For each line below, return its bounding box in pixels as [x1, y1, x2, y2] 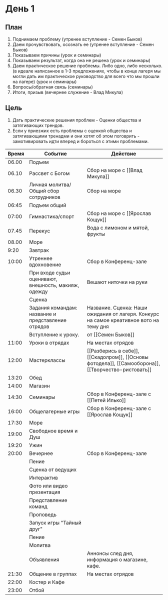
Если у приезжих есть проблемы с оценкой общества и [12, 127, 132, 133]
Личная [29, 181, 47, 188]
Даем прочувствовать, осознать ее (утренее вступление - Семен [12, 41, 154, 47]
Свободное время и [29, 427, 78, 434]
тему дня [86, 323, 109, 330]
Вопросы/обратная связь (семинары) [12, 84, 93, 90]
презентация [29, 488, 60, 495]
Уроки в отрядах [29, 339, 69, 346]
